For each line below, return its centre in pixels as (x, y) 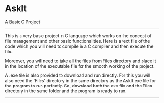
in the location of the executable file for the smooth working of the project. (80, 66)
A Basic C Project (23, 22)
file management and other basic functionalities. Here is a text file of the (78, 41)
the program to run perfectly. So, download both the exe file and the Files (79, 86)
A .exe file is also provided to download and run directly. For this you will (78, 75)
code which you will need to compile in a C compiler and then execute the (79, 46)
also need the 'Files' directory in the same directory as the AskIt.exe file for (81, 80)
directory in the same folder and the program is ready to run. (66, 91)
